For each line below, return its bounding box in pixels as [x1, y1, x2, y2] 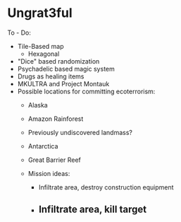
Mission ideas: [27, 169, 70, 177]
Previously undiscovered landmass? [27, 128, 132, 136]
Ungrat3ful [7, 5, 73, 21]
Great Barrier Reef [27, 156, 81, 164]
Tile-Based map [17, 42, 64, 50]
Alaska [27, 100, 48, 109]
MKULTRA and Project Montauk [17, 79, 110, 88]
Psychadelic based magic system [17, 64, 115, 73]
